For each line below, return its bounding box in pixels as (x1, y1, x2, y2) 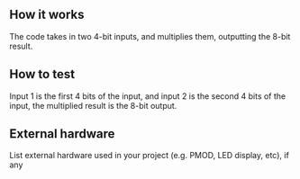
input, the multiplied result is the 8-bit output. (9, 100, 177, 111)
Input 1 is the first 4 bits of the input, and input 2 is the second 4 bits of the (9, 90, 286, 102)
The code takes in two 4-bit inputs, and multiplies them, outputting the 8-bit (9, 31, 291, 41)
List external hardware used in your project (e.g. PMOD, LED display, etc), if (9, 150, 290, 161)
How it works (9, 7, 85, 22)
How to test (9, 67, 75, 82)
